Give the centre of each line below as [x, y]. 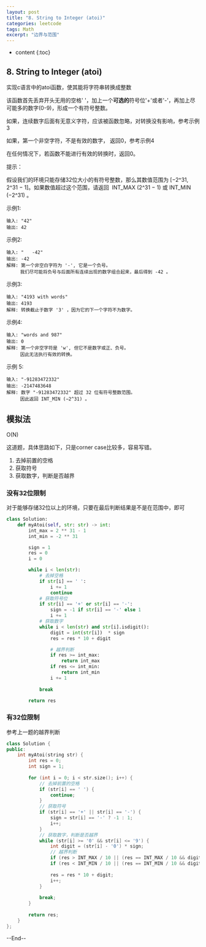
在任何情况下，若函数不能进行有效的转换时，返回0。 [73, 154]
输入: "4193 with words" [37, 297]
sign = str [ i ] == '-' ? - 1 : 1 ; [91, 818]
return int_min [80, 672]
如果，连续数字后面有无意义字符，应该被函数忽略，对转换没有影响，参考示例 [103, 121]
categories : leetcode [34, 23]
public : [16, 749]
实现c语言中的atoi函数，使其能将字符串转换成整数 [69, 87]
